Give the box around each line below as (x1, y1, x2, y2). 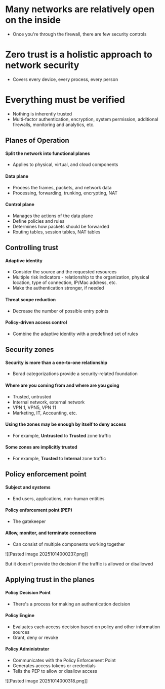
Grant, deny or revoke (12, 634, 58, 640)
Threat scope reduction (5, 297, 56, 302)
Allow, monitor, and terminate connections (5, 530, 97, 536)
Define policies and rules (12, 218, 65, 224)
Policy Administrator (5, 646, 50, 652)
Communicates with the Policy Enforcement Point (12, 657, 116, 664)
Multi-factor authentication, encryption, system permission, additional (12, 116, 158, 122)
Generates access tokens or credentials (12, 663, 96, 669)
